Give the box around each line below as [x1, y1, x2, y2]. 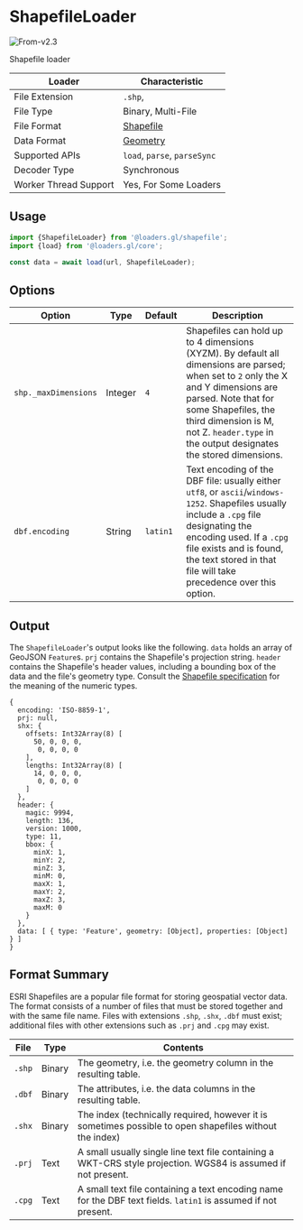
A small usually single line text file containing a [77, 1145, 275, 1158]
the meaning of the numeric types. [9, 680, 138, 691]
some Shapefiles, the [186, 403, 276, 416]
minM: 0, [32, 872, 67, 881]
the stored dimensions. [186, 449, 283, 461]
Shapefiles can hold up [186, 325, 284, 338]
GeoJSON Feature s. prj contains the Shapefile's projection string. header [9, 652, 281, 662]
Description [211, 310, 263, 322]
